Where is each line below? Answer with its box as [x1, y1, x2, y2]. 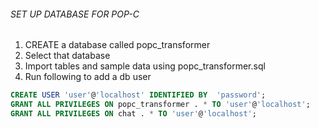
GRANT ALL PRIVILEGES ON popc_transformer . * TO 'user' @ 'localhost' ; [10, 100, 311, 110]
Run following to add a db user [24, 71, 152, 83]
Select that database [24, 50, 111, 62]
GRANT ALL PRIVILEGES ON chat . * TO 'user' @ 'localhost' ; [10, 108, 257, 119]
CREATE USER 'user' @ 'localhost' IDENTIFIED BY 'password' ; [10, 90, 267, 100]
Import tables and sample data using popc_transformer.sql [24, 60, 266, 72]
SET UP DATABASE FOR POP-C [10, 8, 140, 20]
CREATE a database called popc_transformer [24, 39, 211, 51]
